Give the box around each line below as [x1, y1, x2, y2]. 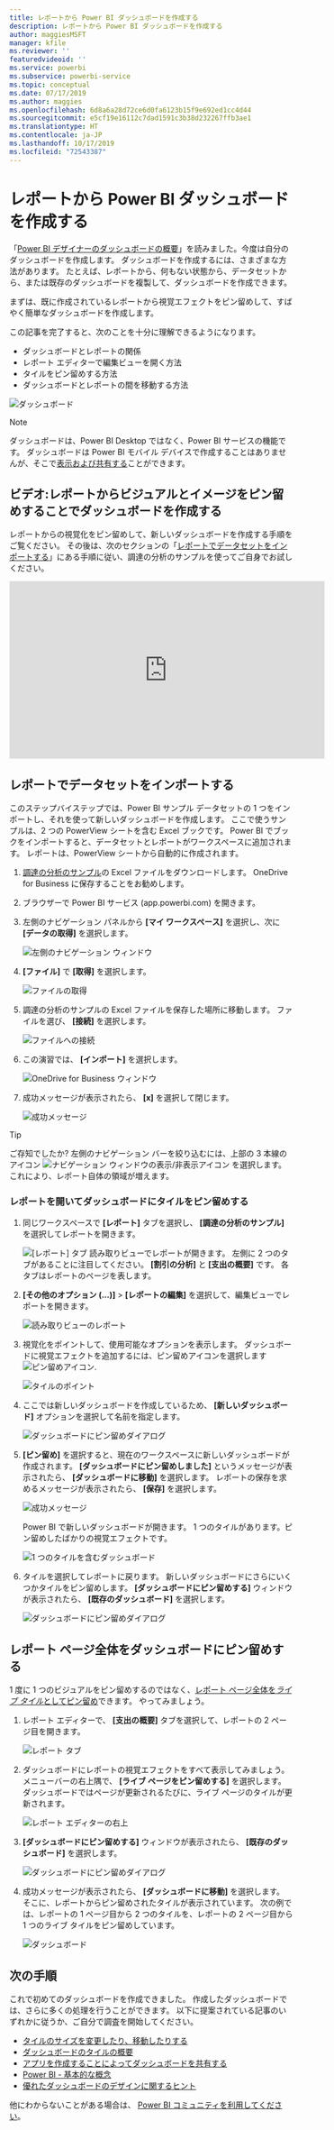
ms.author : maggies [9, 96, 83, 106]
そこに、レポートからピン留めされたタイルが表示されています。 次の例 [22, 1897, 284, 1908]
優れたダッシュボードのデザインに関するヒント [22, 2080, 196, 2091]
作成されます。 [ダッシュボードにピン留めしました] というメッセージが [22, 1461, 285, 1472]
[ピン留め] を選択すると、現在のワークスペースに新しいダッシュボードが [22, 1449, 290, 1460]
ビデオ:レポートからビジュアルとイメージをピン [9, 486, 273, 501]
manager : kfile [9, 38, 67, 48]
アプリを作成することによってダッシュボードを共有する [22, 2058, 228, 2069]
